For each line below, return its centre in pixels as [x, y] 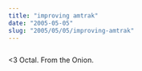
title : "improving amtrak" [53, 16]
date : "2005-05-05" [41, 23]
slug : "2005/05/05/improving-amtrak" [71, 30]
